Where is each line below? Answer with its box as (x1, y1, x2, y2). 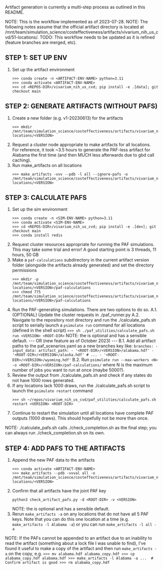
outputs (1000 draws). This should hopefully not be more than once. (12, 415, 149, 421)
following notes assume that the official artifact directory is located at (5, 24, 144, 30)
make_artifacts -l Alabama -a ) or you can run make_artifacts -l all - (12, 522, 157, 528)
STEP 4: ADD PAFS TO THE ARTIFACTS (5, 444, 126, 452)
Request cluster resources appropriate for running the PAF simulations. (12, 242, 155, 247)
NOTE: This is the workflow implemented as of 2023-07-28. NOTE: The (5, 19, 148, 24)
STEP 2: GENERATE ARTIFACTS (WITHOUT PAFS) (5, 102, 158, 110)
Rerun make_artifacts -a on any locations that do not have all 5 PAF (12, 511, 149, 517)
